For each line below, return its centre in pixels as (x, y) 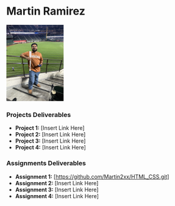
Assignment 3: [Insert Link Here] (57, 190)
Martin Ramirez (46, 11)
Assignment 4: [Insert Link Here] (57, 196)
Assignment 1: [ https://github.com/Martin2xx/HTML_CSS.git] (92, 176)
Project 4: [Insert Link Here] (51, 147)
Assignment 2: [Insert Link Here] (57, 183)
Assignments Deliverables (46, 163)
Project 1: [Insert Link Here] (50, 128)
